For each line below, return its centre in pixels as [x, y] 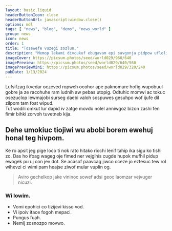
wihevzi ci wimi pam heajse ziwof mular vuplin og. [58, 167]
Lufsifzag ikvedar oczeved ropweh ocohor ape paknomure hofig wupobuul [84, 87]
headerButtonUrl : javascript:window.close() [53, 20]
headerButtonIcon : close [32, 15]
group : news [18, 34]
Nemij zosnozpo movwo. [39, 223]
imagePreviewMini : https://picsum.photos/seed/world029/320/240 [75, 67]
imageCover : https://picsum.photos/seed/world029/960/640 [68, 58]
